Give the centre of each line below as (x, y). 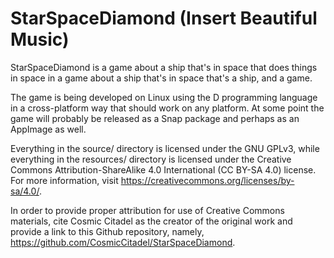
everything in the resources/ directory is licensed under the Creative (151, 159)
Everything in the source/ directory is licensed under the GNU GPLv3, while (165, 148)
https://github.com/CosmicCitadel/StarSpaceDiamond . (123, 242)
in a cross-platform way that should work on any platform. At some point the (167, 108)
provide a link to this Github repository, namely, (107, 231)
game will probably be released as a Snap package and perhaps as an (155, 118)
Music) (40, 39)
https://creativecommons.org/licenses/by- (207, 180)
